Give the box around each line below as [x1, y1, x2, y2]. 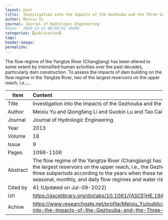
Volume [7, 132, 26, 139]
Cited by [7, 184, 27, 191]
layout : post [5, 7, 32, 13]
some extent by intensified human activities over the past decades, [5, 64, 143, 70]
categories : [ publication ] [5, 31, 61, 36]
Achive [7, 203, 24, 210]
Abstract [7, 166, 28, 173]
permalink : [5, 45, 28, 50]
